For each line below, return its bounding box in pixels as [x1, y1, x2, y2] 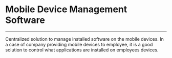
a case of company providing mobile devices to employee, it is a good [5, 41, 153, 47]
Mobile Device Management [5, 4, 127, 15]
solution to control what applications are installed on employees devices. [5, 47, 159, 53]
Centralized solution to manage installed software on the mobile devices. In [5, 36, 164, 42]
